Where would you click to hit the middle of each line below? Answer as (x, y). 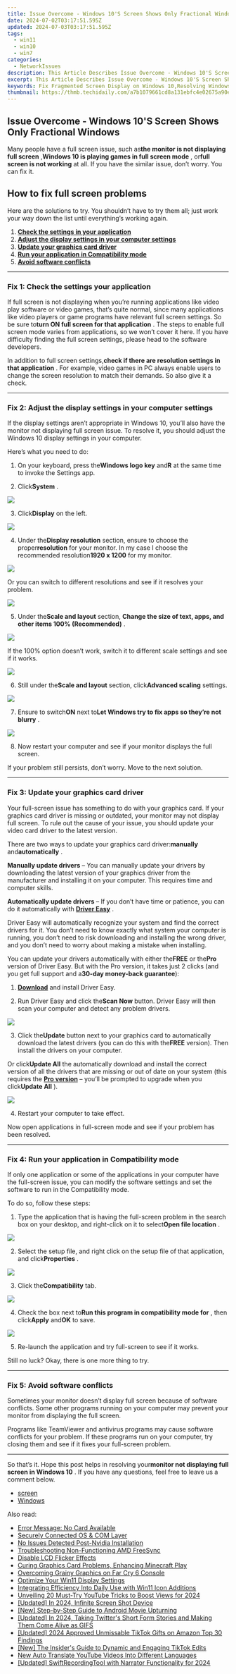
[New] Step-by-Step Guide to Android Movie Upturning (97, 1611)
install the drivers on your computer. (70, 1050)
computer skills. (30, 887)
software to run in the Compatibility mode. (68, 1189)
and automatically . (35, 851)
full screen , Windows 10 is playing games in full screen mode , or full (109, 156)
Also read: (22, 1514)
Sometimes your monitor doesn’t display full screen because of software (112, 1401)
